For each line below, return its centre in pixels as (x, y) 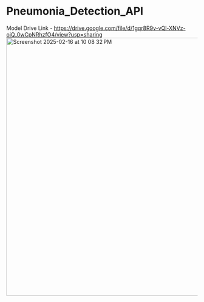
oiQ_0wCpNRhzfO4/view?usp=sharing (54, 34)
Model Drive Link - (29, 28)
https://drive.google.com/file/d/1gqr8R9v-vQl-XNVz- (120, 28)
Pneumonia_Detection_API (75, 11)
